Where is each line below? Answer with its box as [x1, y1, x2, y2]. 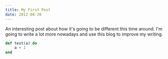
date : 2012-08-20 [5, 12, 42, 17]
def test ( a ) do [5, 40, 37, 45]
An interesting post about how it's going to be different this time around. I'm [5, 25, 162, 31]
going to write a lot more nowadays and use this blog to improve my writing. [5, 31, 163, 37]
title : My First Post [5, 7, 51, 12]
